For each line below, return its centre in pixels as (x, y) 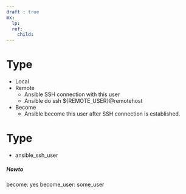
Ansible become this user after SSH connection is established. (102, 114)
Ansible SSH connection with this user (72, 94)
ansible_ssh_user (36, 155)
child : (26, 35)
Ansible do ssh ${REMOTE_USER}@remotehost (83, 101)
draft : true (23, 12)
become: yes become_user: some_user (55, 184)
